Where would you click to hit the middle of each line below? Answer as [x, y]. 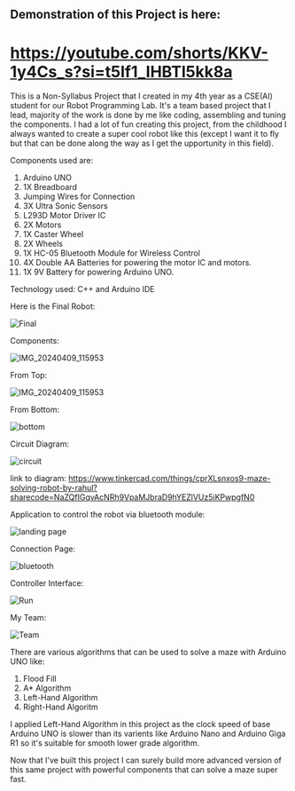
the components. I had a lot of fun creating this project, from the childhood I [148, 124]
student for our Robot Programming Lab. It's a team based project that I [140, 106]
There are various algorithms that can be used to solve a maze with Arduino [148, 653]
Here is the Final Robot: [53, 306]
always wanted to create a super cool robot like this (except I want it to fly [145, 134]
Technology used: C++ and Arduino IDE [82, 289]
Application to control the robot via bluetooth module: [108, 515]
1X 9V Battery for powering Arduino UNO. [98, 272]
